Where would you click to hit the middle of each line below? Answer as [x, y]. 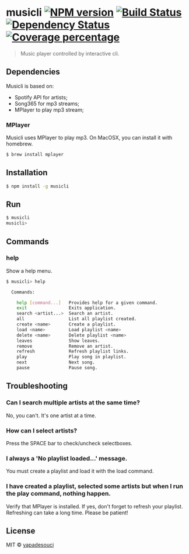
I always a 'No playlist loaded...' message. [67, 458]
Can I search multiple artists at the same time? [73, 403]
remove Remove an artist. [65, 346]
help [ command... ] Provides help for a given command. [87, 303]
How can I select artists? [42, 431]
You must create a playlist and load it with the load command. [80, 471]
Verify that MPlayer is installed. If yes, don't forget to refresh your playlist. [94, 506]
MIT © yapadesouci [30, 545]
